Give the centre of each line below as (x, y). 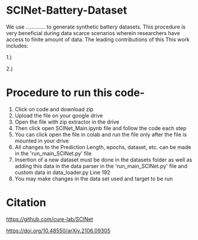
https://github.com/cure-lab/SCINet (49, 219)
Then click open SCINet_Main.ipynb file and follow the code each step (100, 128)
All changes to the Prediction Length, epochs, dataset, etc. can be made (103, 147)
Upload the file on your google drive (59, 115)
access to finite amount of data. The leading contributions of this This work (98, 39)
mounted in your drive (42, 141)
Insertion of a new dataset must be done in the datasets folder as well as (103, 160)
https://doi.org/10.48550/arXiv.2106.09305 (58, 230)
